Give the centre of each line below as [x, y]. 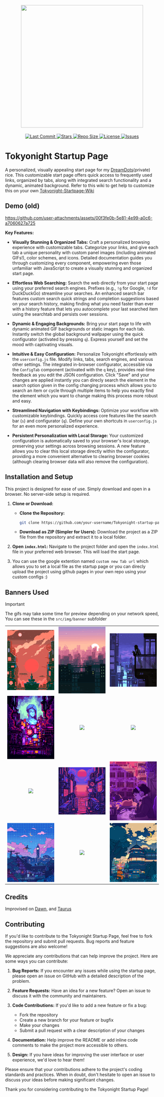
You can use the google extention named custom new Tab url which [80, 561]
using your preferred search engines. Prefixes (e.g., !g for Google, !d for [85, 288]
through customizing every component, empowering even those [77, 263]
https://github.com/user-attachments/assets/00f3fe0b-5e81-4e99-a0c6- [79, 218]
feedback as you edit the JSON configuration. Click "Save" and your [81, 375]
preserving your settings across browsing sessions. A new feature [79, 446]
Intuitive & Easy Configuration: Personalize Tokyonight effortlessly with [84, 354]
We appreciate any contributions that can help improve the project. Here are [82, 956]
